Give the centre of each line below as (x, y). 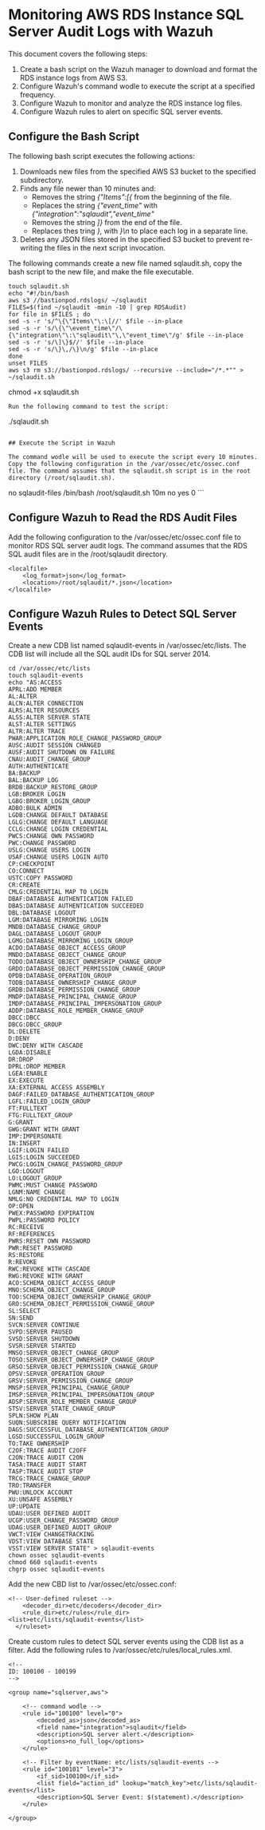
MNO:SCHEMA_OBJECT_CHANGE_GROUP (62, 1290)
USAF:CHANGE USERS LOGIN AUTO (58, 857)
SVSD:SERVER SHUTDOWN (44, 1339)
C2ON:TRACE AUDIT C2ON (46, 1458)
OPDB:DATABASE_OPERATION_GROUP (60, 976)
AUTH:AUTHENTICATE (39, 767)
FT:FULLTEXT (28, 1109)
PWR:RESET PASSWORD (41, 1248)
